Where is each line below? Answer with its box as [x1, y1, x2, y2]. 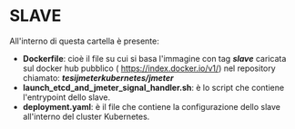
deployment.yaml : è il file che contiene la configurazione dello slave [22, 101, 280, 112]
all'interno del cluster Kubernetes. [22, 111, 150, 122]
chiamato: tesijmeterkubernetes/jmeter [22, 72, 175, 83]
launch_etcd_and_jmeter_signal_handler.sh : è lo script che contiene [22, 82, 285, 93]
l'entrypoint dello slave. [22, 92, 111, 103]
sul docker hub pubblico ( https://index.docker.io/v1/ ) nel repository [22, 63, 276, 74]
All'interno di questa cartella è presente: [9, 35, 159, 46]
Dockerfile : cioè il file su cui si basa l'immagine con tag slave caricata [22, 53, 287, 64]
